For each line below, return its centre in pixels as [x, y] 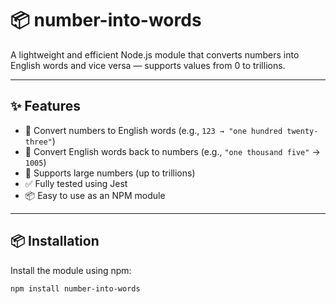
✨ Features [45, 106]
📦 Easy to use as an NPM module [95, 195]
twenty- [302, 131]
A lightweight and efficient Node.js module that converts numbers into [155, 54]
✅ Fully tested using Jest [76, 183]
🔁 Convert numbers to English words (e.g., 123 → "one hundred [153, 130]
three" [38, 142]
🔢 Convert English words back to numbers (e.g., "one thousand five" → [172, 151]
